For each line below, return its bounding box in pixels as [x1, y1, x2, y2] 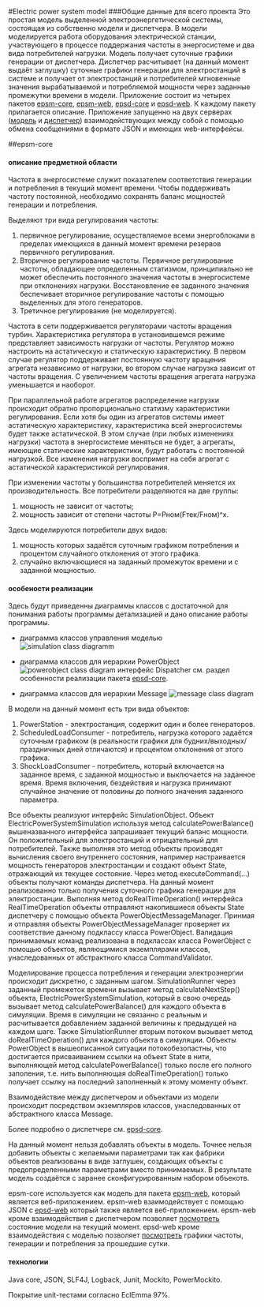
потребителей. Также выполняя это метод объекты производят [8, 844, 223, 853]
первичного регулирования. [19, 248, 115, 257]
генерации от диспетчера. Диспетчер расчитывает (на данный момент [8, 57, 250, 66]
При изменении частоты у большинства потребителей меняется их [8, 477, 236, 488]
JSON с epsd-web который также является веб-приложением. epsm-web [8, 1205, 256, 1215]
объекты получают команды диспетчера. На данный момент [8, 878, 214, 887]
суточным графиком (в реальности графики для [19, 736, 183, 746]
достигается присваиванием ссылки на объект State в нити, [8, 1052, 211, 1062]
